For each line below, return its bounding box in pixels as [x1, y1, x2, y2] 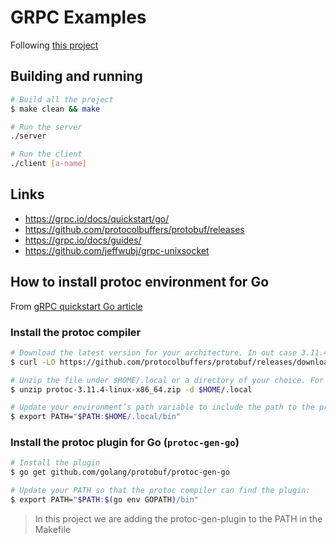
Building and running [10, 68, 143, 85]
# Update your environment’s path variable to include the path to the [10, 402, 315, 413]
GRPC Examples [10, 6, 147, 29]
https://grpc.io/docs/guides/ [24, 234, 142, 246]
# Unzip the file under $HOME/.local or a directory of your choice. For [10, 375, 325, 385]
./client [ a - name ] [10, 159, 87, 169]
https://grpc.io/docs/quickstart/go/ [24, 212, 170, 225]
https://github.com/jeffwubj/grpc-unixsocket [24, 244, 210, 256]
